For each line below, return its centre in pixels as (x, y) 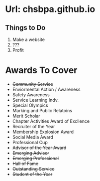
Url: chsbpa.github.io (50, 9)
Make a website (28, 39)
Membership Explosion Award (43, 132)
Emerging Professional (35, 158)
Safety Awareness (31, 94)
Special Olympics (30, 105)
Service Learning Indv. (35, 100)
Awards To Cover (41, 70)
